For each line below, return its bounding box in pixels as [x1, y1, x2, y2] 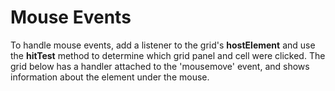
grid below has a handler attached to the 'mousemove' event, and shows [10, 60, 310, 72]
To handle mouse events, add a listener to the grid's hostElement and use [10, 39, 316, 51]
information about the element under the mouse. [10, 71, 210, 83]
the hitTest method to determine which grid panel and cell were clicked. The [10, 49, 326, 61]
